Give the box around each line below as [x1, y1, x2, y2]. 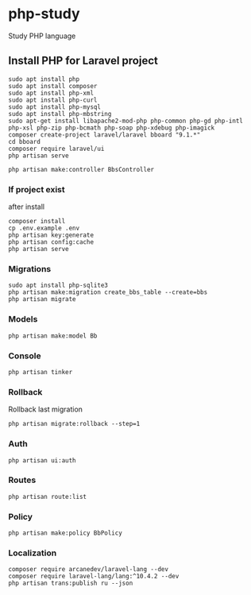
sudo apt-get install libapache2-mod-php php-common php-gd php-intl [8, 117, 244, 125]
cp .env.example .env [8, 224, 80, 233]
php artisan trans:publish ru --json [8, 579, 133, 588]
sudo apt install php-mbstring [8, 110, 112, 118]
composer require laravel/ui [8, 145, 105, 153]
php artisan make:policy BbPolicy [8, 529, 123, 537]
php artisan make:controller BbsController [8, 165, 155, 173]
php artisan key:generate [8, 231, 94, 239]
